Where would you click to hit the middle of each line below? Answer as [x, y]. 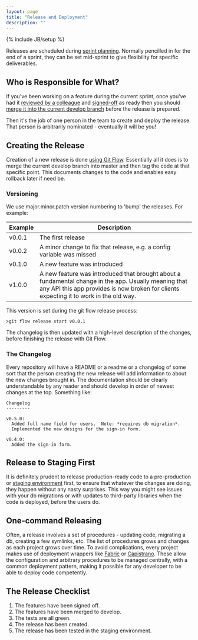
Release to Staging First [51, 462]
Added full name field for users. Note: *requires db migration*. [96, 424]
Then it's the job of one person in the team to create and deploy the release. [99, 120]
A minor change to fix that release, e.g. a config [105, 247]
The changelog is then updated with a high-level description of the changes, [99, 333]
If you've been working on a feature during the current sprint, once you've [96, 97]
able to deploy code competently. [47, 573]
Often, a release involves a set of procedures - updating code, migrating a [96, 535]
